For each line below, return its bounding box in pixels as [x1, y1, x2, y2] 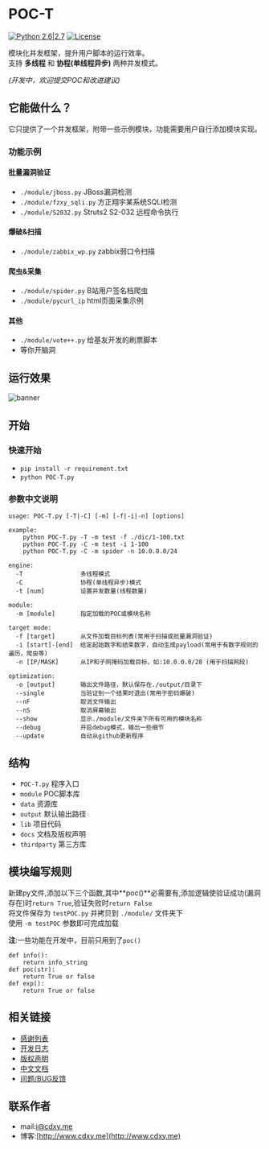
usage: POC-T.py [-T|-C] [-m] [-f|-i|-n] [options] [8, 512, 185, 520]
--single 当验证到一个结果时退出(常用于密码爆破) [15, 689, 195, 697]
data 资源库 [19, 799, 59, 809]
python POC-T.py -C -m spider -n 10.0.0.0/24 [22, 548, 178, 556]
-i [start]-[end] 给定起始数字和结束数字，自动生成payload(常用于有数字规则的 [15, 641, 259, 649]
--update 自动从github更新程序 [15, 732, 145, 741]
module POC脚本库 [19, 789, 80, 799]
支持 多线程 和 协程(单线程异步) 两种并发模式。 [8, 58, 163, 68]
